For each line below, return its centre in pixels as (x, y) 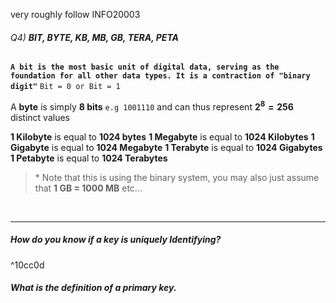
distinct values (40, 117)
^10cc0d (27, 265)
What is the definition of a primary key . (93, 288)
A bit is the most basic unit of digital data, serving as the (145, 67)
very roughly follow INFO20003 (75, 14)
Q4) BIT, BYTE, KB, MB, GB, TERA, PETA (94, 37)
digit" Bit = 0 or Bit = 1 (65, 87)
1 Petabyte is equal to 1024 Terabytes (89, 158)
